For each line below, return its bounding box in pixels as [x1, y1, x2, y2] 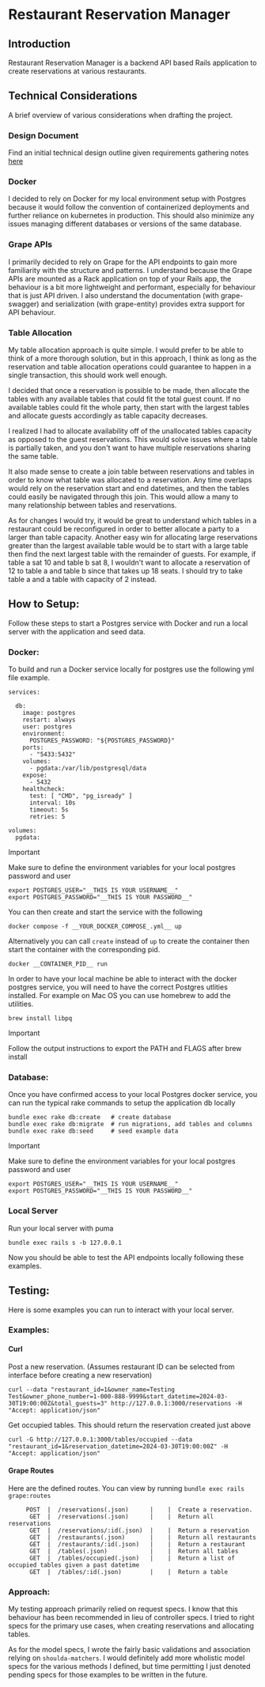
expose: [22, 771, 47, 780]
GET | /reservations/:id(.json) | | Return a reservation [28, 1526, 249, 1534]
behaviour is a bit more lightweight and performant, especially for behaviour [8, 282, 256, 292]
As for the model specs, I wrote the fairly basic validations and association [8, 1645, 251, 1655]
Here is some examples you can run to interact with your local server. [8, 1305, 234, 1314]
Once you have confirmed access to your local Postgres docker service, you [8, 1090, 258, 1099]
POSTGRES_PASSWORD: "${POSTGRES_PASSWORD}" [28, 737, 176, 745]
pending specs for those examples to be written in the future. [8, 1670, 208, 1680]
